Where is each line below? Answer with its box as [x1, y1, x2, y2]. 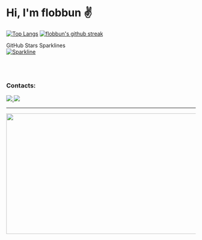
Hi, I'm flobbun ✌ [6, 6, 93, 20]
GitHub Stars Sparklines [6, 42, 66, 49]
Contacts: [6, 81, 36, 89]
